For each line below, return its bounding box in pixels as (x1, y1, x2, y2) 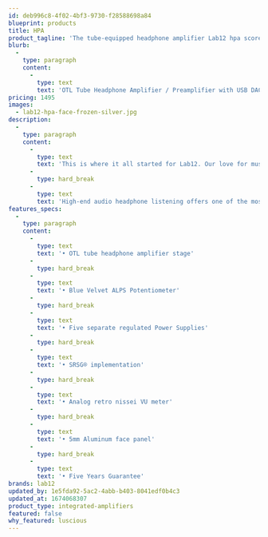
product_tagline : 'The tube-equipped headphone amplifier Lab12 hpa (8, 34, 241, 42)
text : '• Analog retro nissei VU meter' (37, 398, 173, 406)
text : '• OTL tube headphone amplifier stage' (37, 249, 195, 257)
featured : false (8, 509, 62, 518)
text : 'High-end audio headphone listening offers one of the (37, 197, 248, 205)
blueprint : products (8, 19, 77, 27)
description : (8, 116, 52, 124)
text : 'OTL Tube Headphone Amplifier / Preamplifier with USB (37, 86, 248, 94)
